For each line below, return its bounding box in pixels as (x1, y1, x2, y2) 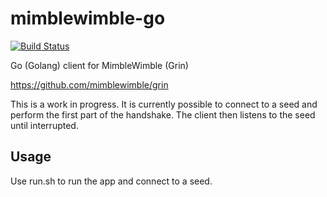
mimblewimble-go (10, 7, 166, 30)
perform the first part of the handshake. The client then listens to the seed (10, 108, 316, 121)
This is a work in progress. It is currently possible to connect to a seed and (10, 98, 318, 110)
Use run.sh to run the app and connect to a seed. (10, 175, 213, 187)
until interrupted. (10, 119, 79, 131)
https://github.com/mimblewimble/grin (10, 78, 169, 91)
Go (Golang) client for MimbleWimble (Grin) (10, 59, 189, 71)
